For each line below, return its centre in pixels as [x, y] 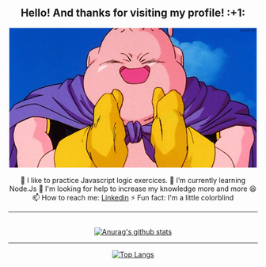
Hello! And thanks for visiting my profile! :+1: [133, 13]
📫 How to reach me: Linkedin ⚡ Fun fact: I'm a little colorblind [133, 197]
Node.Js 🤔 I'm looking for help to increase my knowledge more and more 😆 [133, 189]
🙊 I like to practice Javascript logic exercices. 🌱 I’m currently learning [133, 180]
